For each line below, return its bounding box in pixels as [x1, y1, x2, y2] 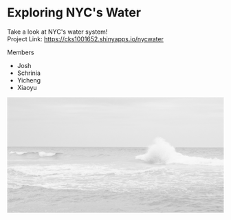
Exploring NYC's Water [7, 5, 142, 21]
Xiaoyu [16, 83, 37, 91]
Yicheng [16, 76, 41, 84]
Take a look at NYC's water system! [7, 27, 108, 36]
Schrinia [16, 69, 41, 77]
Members [7, 48, 34, 56]
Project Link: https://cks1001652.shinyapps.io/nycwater [7, 34, 164, 43]
